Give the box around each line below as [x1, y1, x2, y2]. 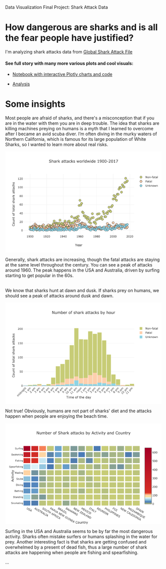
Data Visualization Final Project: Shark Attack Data [5, 4, 108, 10]
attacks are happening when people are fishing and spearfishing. [5, 550, 139, 556]
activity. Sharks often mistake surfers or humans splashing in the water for [5, 534, 158, 540]
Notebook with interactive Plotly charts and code [12, 71, 113, 77]
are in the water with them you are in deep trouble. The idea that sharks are [5, 120, 160, 126]
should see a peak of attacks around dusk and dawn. [5, 293, 114, 299]
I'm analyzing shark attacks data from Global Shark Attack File [5, 48, 133, 54]
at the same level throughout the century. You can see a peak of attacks [5, 262, 153, 268]
